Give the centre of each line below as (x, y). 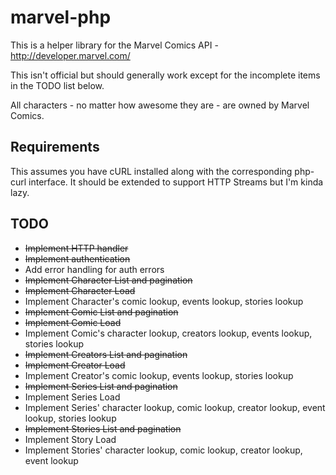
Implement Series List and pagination (101, 386)
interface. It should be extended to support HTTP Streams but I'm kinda (176, 182)
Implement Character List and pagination (108, 280)
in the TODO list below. (57, 85)
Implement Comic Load (73, 322)
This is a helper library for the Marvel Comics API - (114, 45)
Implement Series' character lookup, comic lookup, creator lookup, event (175, 407)
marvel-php (61, 17)
